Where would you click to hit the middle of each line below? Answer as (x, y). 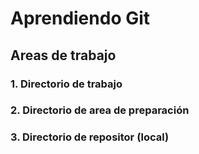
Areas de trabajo (63, 55)
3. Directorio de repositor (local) (90, 137)
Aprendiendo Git (80, 18)
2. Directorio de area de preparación (100, 110)
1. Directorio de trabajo (66, 84)
